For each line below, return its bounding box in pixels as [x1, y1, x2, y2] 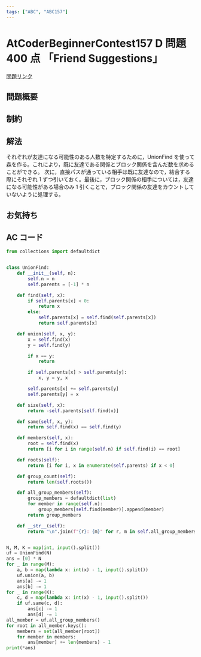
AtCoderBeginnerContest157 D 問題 [6, 37, 187, 50]
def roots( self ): [17, 457, 60, 463]
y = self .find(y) [28, 342, 71, 348]
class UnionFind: [6, 265, 50, 271]
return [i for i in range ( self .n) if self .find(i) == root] [28, 446, 181, 452]
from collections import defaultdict [6, 248, 100, 255]
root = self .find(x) [28, 440, 79, 447]
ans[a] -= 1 [17, 578, 47, 584]
